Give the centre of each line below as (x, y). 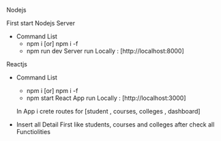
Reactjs (17, 64)
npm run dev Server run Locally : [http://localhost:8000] (105, 51)
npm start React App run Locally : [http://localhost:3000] (106, 98)
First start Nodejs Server (41, 23)
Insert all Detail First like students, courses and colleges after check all (115, 125)
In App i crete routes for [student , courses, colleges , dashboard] (108, 111)
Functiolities (33, 132)
